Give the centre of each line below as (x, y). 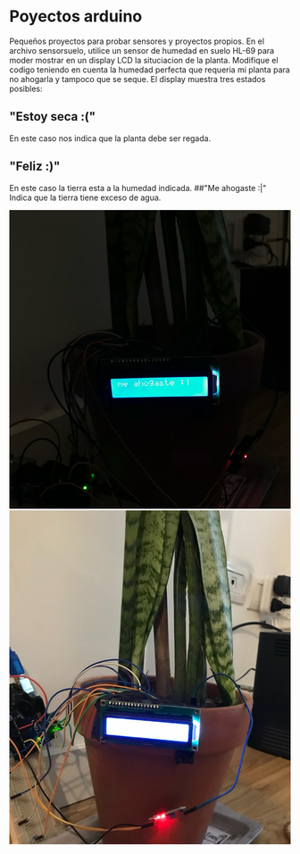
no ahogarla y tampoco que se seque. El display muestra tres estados (137, 79)
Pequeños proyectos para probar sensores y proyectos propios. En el (137, 41)
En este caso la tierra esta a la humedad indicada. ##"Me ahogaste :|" (138, 188)
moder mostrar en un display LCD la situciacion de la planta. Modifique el (144, 60)
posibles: (26, 88)
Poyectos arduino (76, 17)
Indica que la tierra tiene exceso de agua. (85, 197)
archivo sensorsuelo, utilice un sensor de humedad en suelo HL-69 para (142, 50)
